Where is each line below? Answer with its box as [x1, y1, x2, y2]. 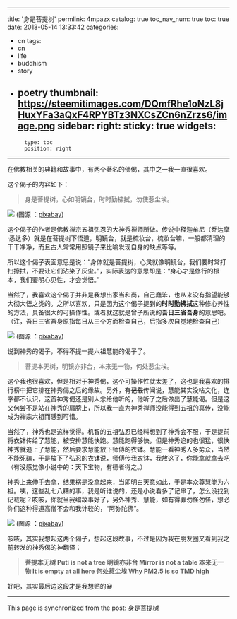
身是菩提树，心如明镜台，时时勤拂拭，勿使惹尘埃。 [24, 195, 174, 204]
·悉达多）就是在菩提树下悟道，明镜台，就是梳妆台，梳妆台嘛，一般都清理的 [7, 234, 226, 242]
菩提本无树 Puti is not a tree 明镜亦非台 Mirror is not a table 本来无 [24, 558, 218, 566]
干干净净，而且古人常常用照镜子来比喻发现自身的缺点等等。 [7, 242, 181, 251]
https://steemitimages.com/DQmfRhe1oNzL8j [17, 98, 224, 110]
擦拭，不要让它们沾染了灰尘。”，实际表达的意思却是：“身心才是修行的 [13, 266, 214, 275]
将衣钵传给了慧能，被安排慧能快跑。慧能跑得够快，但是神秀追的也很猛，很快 [7, 436, 230, 444]
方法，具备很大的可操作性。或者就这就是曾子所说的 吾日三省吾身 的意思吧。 [13, 308, 230, 317]
